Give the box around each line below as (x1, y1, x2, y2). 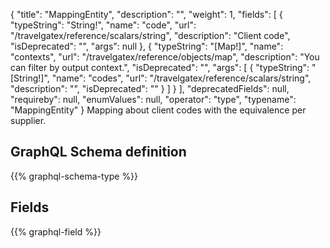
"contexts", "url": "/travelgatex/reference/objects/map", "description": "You (10, 51, 320, 63)
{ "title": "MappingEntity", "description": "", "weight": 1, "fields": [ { (10, 9, 283, 20)
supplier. (10, 115, 47, 126)
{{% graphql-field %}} (10, 225, 102, 238)
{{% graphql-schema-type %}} (10, 170, 139, 182)
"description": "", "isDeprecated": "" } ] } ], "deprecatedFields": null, (10, 83, 290, 94)
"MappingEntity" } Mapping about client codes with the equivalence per (10, 104, 307, 116)
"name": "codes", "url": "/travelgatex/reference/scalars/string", (51, 72, 312, 84)
